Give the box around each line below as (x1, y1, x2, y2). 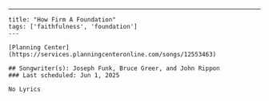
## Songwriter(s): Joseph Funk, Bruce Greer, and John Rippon (8, 64, 220, 72)
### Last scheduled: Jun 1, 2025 (8, 72, 120, 80)
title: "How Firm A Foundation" (8, 16, 116, 24)
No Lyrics (8, 85, 42, 93)
